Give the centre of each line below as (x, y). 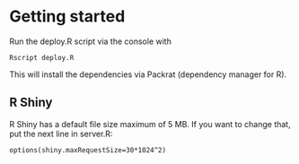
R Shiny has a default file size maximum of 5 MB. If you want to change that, (150, 124)
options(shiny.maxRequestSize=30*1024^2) (88, 150)
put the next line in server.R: (61, 134)
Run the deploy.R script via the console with (91, 41)
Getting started (67, 17)
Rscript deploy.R (42, 57)
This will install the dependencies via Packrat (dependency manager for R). (148, 74)
